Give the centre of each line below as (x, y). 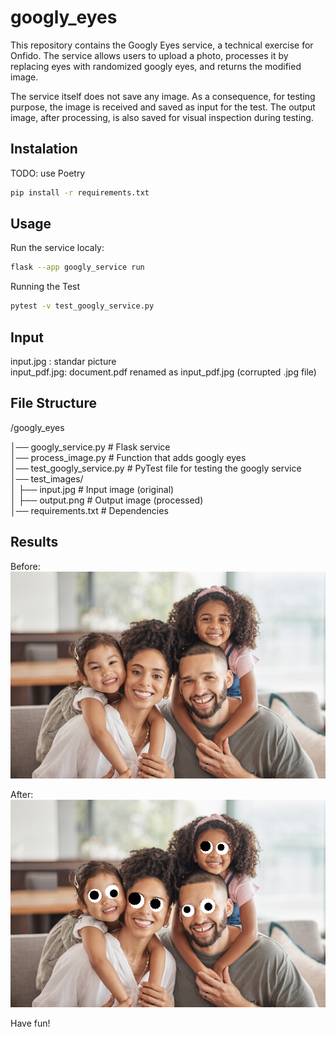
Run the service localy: (57, 248)
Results (34, 542)
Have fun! (30, 1023)
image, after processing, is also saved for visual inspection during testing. (162, 117)
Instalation (44, 149)
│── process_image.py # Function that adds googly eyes (128, 457)
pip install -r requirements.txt (80, 192)
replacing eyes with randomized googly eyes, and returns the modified (156, 66)
